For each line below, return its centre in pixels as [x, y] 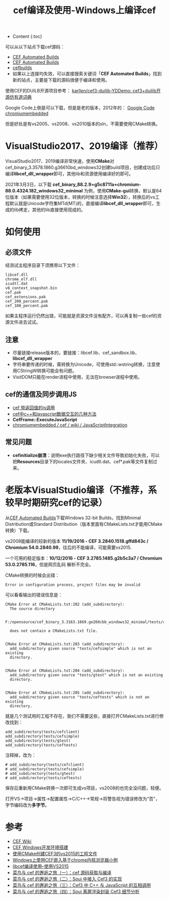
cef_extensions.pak [26, 297]
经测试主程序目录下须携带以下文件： [43, 265]
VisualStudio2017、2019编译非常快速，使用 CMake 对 [60, 161]
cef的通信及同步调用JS [41, 394]
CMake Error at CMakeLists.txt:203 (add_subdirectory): [65, 644]
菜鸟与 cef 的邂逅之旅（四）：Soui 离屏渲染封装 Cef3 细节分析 [76, 891]
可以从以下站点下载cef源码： [35, 47]
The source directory [32, 609]
